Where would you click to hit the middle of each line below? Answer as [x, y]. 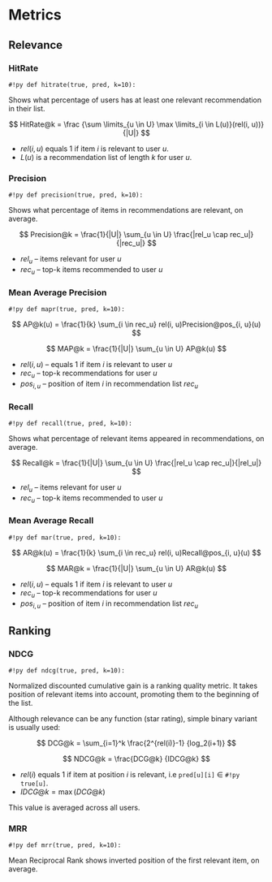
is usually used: [35, 728]
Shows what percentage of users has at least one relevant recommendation [135, 100]
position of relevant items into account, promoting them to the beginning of [134, 694]
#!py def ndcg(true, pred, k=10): [67, 671]
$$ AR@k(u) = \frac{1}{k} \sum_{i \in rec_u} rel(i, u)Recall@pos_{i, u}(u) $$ [136, 552]
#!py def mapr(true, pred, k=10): [67, 309]
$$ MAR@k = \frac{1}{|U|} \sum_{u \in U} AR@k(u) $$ [136, 568]
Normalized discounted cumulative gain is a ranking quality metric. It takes [133, 686]
